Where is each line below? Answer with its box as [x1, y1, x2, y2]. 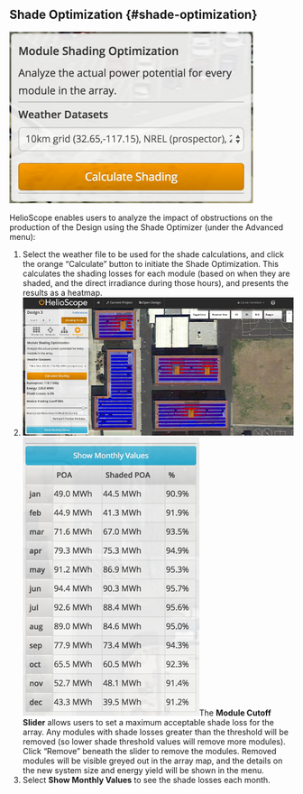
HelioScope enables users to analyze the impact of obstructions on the [9, 212, 273, 223]
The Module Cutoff [198, 707, 272, 718]
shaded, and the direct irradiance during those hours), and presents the [22, 277, 289, 288]
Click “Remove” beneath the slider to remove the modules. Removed [22, 746, 277, 757]
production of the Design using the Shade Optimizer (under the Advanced [9, 221, 284, 233]
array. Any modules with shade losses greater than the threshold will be [22, 726, 289, 738]
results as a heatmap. [22, 287, 103, 298]
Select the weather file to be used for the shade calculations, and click [22, 248, 284, 260]
